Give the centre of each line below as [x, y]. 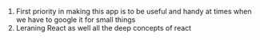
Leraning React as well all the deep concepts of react [104, 28]
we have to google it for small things [76, 20]
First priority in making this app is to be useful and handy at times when [134, 11]
